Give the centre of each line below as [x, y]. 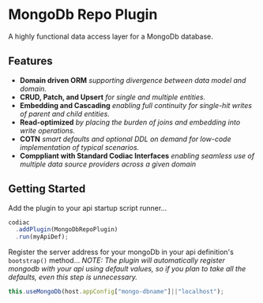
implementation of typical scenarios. [79, 147]
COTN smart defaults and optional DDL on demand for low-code [125, 139]
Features [30, 61]
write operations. [47, 130]
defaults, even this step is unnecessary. [73, 277]
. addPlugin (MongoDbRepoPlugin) [67, 230]
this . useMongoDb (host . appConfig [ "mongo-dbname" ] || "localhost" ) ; [116, 292]
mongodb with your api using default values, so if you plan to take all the [127, 269]
